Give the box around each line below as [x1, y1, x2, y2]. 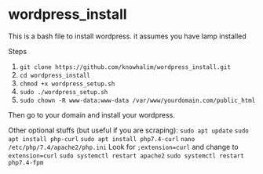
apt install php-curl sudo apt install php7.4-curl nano [8, 135, 195, 143]
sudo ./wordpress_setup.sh [19, 88, 108, 96]
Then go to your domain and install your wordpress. [8, 110, 175, 119]
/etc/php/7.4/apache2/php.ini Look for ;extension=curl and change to [8, 142, 239, 151]
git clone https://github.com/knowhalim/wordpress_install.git [19, 63, 232, 71]
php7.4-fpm [8, 158, 44, 166]
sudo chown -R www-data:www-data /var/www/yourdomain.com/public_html [19, 96, 256, 104]
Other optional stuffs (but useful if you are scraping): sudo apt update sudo [8, 125, 249, 135]
